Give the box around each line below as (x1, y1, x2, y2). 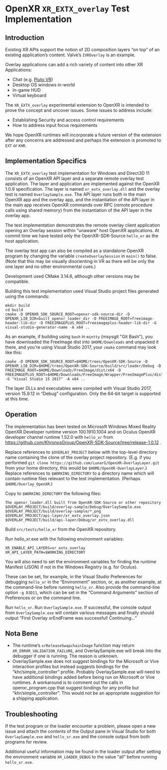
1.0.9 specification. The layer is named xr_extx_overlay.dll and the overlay (5, 186, 161, 192)
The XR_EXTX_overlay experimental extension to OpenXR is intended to (5, 102, 149, 108)
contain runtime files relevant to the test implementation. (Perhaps (5, 475, 141, 481)
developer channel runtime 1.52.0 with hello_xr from (5, 434, 113, 440)
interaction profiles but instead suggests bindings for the (12, 663, 129, 670)
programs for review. (5, 739, 48, 745)
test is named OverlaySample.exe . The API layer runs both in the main (5, 191, 146, 197)
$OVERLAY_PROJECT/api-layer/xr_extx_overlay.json (5, 513, 110, 518)
